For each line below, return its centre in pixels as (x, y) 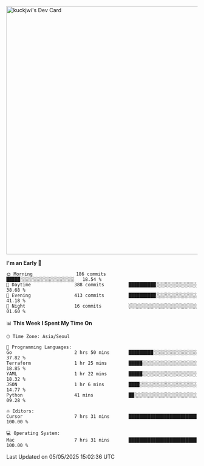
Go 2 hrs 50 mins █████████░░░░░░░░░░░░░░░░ (102, 353)
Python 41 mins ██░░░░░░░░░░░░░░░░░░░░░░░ (102, 395)
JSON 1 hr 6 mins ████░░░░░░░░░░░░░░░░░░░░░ (102, 384)
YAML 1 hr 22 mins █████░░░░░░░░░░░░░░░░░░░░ (102, 374)
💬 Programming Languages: (39, 347)
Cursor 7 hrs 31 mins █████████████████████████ (102, 417)
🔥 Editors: (20, 411)
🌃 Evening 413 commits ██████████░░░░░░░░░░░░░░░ (102, 295)
